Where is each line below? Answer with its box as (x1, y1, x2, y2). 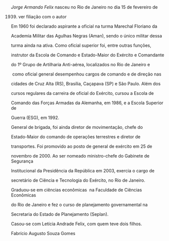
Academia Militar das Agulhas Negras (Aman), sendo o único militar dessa (11, 33, 163, 39)
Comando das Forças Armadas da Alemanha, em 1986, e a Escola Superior (11, 100, 164, 106)
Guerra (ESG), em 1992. (11, 115, 59, 120)
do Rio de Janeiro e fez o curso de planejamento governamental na (11, 202, 148, 207)
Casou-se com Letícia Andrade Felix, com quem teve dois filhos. (11, 221, 142, 227)
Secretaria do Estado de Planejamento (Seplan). (11, 211, 109, 217)
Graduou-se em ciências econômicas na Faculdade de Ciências (11, 187, 142, 193)
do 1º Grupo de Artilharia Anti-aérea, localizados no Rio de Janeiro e (11, 62, 150, 67)
